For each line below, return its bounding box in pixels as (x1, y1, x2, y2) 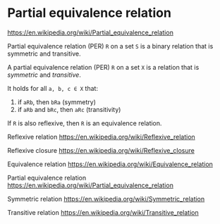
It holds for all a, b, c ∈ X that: (7, 84, 99, 92)
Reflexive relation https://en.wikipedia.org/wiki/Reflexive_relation (7, 132, 195, 141)
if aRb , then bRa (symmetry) (17, 97, 97, 106)
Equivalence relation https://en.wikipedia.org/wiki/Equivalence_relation (7, 160, 214, 168)
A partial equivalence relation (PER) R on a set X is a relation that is (7, 63, 200, 71)
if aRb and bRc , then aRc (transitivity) (17, 105, 121, 113)
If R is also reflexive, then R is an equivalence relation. (7, 118, 162, 127)
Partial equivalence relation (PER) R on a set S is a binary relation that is (7, 42, 214, 50)
